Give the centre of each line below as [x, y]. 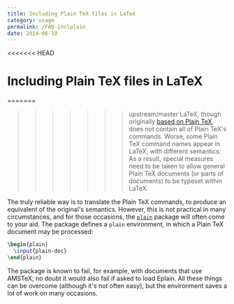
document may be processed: [50, 232]
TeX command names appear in [175, 144]
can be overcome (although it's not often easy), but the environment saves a [117, 285]
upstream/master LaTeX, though [175, 114]
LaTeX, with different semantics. [175, 152]
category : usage [31, 20]
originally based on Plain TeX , [171, 122]
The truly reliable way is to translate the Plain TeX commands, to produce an [117, 202]
